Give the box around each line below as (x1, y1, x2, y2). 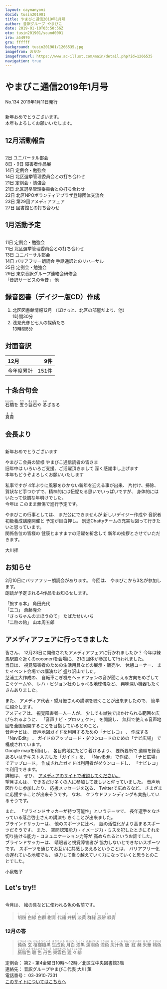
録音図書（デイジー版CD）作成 (5, 293, 100, 301)
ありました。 (13, 687, 40, 693)
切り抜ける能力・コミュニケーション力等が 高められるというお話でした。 (5, 833, 155, 839)
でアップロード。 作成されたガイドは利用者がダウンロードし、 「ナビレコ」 (5, 760, 161, 766)
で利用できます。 (5, 766, 40, 772)
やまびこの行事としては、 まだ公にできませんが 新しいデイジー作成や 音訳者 (5, 511, 162, 517)
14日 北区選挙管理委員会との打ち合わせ (5, 173, 86, 179)
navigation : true (5, 58, 41, 63)
